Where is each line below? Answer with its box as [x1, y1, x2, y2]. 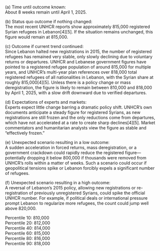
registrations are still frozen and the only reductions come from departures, [5, 115, 156, 120]
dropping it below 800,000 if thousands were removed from [27, 155, 147, 160]
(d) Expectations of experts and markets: [5, 99, 87, 105]
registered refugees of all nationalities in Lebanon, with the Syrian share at [5, 75, 154, 80]
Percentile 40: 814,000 [5, 225, 50, 231]
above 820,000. [5, 205, 37, 211]
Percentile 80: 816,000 [5, 235, 50, 241]
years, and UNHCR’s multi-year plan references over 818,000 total [5, 69, 137, 75]
